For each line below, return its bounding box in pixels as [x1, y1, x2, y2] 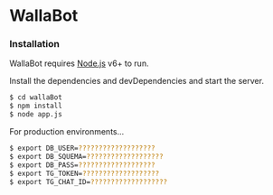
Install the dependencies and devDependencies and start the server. [9, 76, 265, 87]
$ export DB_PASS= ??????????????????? [9, 160, 155, 170]
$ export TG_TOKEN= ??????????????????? [9, 169, 160, 178]
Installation [9, 38, 61, 51]
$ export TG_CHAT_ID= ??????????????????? [9, 177, 168, 186]
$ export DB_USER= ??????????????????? [9, 144, 155, 153]
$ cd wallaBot [9, 93, 63, 102]
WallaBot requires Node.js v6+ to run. [9, 58, 149, 69]
